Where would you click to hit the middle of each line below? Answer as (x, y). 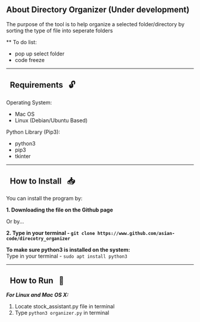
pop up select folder (40, 54)
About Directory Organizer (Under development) (98, 10)
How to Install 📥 (43, 181)
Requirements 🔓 (43, 85)
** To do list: (21, 42)
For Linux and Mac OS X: (37, 295)
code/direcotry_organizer (38, 239)
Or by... (15, 222)
